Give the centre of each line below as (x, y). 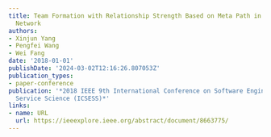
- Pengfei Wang (34, 46)
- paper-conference (41, 83)
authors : (23, 31)
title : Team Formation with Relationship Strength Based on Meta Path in (135, 16)
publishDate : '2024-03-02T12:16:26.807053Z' (84, 68)
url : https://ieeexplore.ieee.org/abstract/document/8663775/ (122, 121)
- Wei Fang (27, 53)
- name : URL (28, 114)
